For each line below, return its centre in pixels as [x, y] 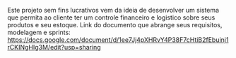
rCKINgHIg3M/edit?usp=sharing [54, 47]
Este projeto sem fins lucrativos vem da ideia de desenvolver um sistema [113, 10]
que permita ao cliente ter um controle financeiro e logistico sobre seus [111, 17]
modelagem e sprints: [39, 32]
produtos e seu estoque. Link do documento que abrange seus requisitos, [115, 25]
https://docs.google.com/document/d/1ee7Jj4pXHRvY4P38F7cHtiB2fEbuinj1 [118, 40]
